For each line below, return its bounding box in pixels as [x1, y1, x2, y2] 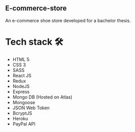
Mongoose [12, 99, 35, 105]
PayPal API [12, 121, 35, 127]
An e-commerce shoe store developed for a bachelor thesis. [5, 17, 131, 23]
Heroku [12, 115, 28, 121]
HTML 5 [12, 56, 30, 62]
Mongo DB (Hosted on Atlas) [12, 94, 72, 100]
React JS [12, 72, 32, 78]
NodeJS [12, 83, 30, 89]
